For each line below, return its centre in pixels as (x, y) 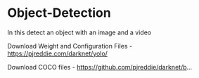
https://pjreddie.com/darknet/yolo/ (57, 53)
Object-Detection (59, 13)
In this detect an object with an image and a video (79, 32)
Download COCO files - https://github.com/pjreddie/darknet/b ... (100, 67)
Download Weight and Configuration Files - (70, 46)
